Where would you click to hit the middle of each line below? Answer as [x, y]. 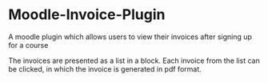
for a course [28, 45]
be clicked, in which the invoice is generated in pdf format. [105, 68]
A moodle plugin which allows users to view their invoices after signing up [130, 37]
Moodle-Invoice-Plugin [87, 15]
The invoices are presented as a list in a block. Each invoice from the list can [134, 61]
